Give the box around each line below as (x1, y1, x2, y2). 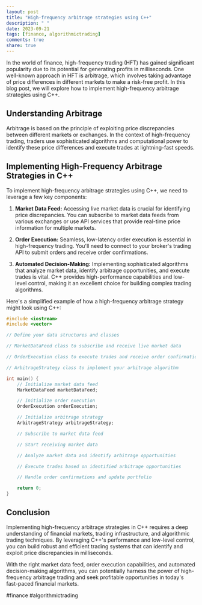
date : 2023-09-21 (6, 25, 50, 32)
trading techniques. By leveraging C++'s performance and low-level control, (6, 536, 195, 543)
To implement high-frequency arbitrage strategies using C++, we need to (6, 186, 188, 194)
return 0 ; (17, 485, 42, 492)
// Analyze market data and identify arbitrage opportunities (17, 452, 176, 458)
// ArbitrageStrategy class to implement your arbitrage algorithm (6, 364, 179, 371)
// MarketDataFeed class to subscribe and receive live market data (6, 343, 182, 349)
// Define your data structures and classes (6, 332, 120, 338)
